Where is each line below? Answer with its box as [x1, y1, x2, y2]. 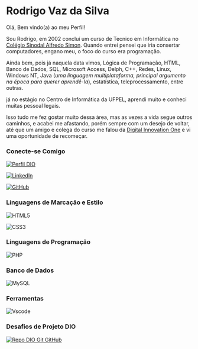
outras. [6, 84, 24, 91]
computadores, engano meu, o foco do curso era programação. [6, 47, 161, 54]
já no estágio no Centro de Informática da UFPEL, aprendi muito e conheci [6, 96, 187, 103]
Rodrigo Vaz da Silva [6, 4, 109, 18]
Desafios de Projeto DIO [6, 322, 76, 331]
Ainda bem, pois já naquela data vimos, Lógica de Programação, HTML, [6, 59, 181, 66]
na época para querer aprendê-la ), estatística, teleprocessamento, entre [6, 78, 184, 85]
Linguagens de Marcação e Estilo [6, 198, 103, 206]
